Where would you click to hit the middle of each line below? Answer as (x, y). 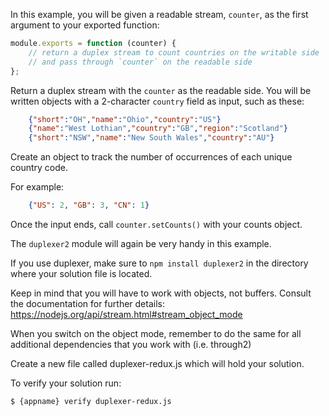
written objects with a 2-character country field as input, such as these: (157, 101)
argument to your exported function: (85, 25)
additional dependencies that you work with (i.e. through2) (131, 344)
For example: (37, 187)
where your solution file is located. (81, 273)
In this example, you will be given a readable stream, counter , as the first (159, 14)
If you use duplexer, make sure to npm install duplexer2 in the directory (159, 263)
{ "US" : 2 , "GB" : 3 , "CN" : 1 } (89, 205)
